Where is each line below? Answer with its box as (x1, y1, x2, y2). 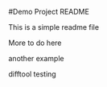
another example (8, 54, 64, 63)
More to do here (8, 38, 62, 48)
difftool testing (8, 69, 56, 79)
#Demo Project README (8, 7, 90, 16)
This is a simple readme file (8, 23, 99, 31)
